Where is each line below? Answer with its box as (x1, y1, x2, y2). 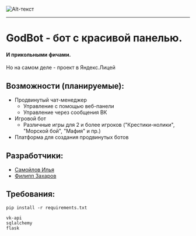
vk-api (6, 215, 22, 221)
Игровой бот (14, 115, 47, 122)
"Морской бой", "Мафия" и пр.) (23, 127, 101, 134)
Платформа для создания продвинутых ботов (14, 134, 129, 141)
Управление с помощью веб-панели (23, 103, 115, 110)
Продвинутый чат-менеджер (14, 96, 87, 103)
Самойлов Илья (14, 166, 54, 173)
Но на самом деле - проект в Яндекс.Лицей (6, 64, 116, 71)
